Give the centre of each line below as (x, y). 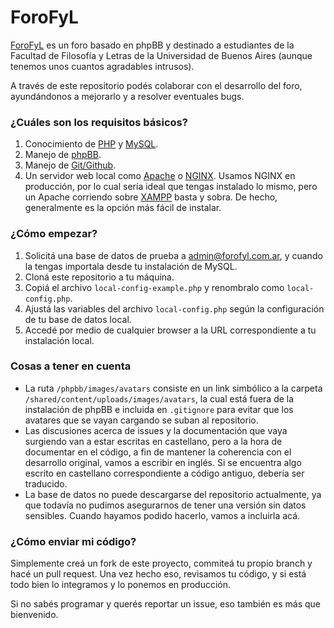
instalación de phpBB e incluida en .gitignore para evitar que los (159, 409)
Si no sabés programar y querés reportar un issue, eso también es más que (166, 604)
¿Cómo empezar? (54, 234)
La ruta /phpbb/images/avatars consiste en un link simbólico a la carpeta (173, 388)
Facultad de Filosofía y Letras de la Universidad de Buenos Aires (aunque (161, 55)
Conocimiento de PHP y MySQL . (91, 144)
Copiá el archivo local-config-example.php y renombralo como (154, 287)
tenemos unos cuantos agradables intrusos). (102, 66)
